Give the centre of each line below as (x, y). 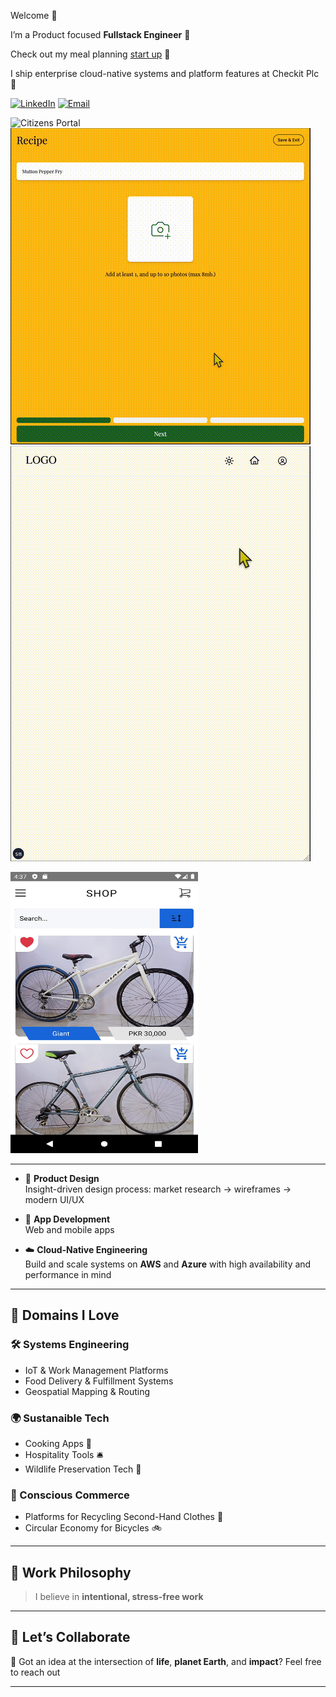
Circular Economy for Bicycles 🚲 (93, 1528)
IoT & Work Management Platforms (96, 1370)
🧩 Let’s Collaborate (70, 1637)
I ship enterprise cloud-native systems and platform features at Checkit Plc (165, 73)
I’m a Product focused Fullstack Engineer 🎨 (100, 34)
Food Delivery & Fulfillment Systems (99, 1381)
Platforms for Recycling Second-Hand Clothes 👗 (124, 1517)
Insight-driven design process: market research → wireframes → (158, 1189)
